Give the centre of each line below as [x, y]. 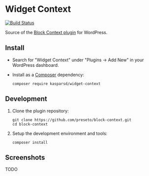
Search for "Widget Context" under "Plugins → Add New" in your [78, 60]
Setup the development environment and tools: [60, 133]
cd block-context [30, 124]
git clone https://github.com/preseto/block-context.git [72, 120]
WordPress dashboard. [35, 65]
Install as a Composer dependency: [48, 75]
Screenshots [25, 157]
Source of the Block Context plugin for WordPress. [56, 32]
